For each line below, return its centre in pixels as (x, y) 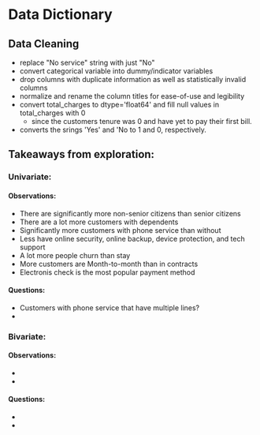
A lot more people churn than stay (75, 255)
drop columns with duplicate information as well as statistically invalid (133, 79)
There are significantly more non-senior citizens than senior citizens (130, 213)
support (32, 247)
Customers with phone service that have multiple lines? (110, 307)
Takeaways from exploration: (82, 154)
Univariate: (30, 177)
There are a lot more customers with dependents (99, 222)
